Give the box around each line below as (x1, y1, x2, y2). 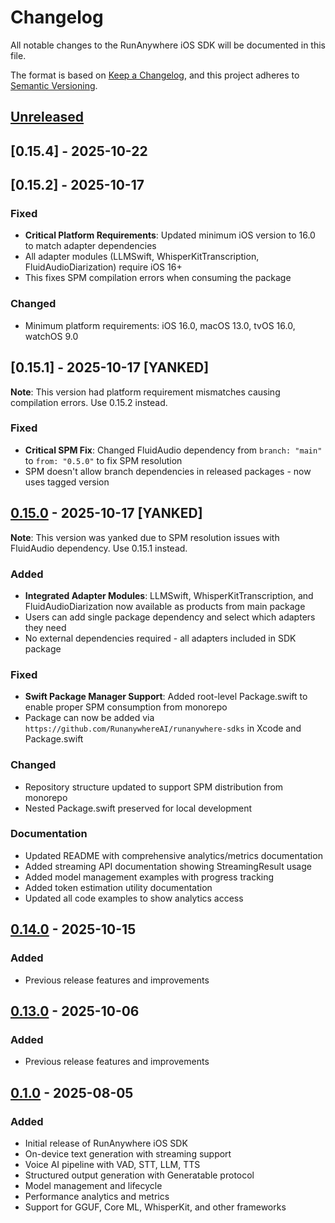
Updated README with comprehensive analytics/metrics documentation (24, 849, 323, 861)
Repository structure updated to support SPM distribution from (24, 781, 284, 793)
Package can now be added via (24, 712, 155, 724)
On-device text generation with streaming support (24, 1147, 232, 1160)
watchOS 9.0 (24, 330, 79, 342)
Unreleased (10, 109, 85, 126)
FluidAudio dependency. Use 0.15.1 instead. (10, 542, 188, 554)
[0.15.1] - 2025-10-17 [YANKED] (10, 359, 210, 376)
